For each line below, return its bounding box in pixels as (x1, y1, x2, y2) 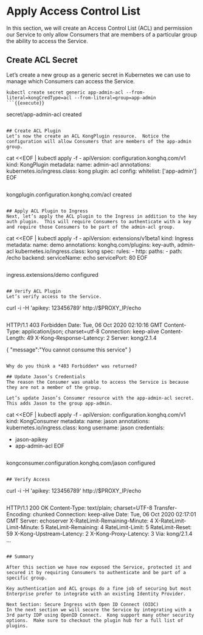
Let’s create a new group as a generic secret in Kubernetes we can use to (6, 71, 191, 78)
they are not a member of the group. (6, 384, 102, 390)
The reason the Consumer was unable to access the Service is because (6, 379, 189, 385)
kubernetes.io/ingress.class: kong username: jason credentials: (6, 424, 165, 431)
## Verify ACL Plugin (6, 288, 61, 294)
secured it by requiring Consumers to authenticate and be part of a (6, 569, 187, 575)
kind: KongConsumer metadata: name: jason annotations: (6, 417, 150, 425)
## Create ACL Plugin (6, 128, 61, 134)
